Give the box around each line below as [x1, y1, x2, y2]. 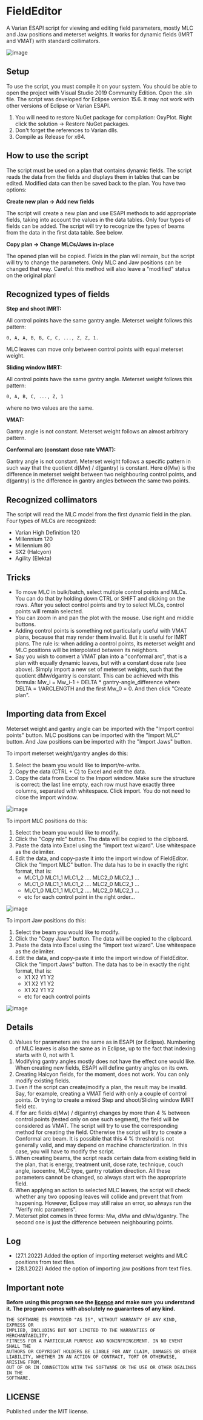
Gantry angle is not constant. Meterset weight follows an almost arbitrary [6, 428, 188, 435]
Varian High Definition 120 [15, 529, 81, 536]
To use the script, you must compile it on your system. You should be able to [6, 82, 198, 90]
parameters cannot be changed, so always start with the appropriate [15, 1173, 187, 1181]
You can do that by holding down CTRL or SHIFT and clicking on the [15, 595, 185, 602]
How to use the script [6, 150, 89, 161]
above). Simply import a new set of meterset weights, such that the [15, 665, 183, 673]
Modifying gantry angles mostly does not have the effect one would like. [15, 1058, 196, 1065]
